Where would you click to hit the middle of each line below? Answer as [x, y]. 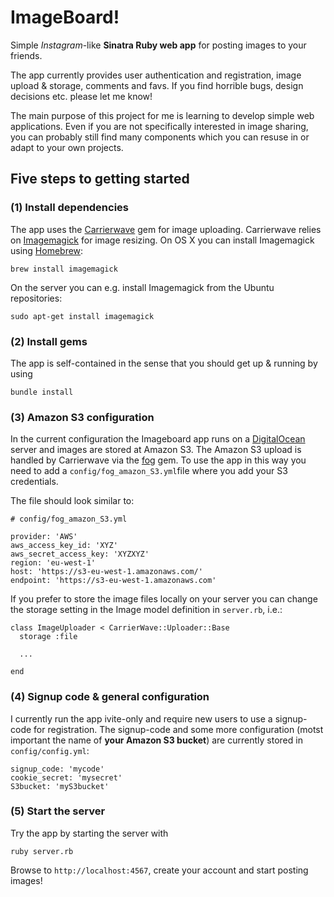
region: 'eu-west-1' [53, 563]
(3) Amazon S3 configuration [82, 417]
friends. [26, 55]
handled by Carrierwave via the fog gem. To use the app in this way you [158, 460]
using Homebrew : [47, 250]
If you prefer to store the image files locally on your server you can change [164, 599]
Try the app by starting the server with [89, 833]
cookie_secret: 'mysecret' [66, 777]
